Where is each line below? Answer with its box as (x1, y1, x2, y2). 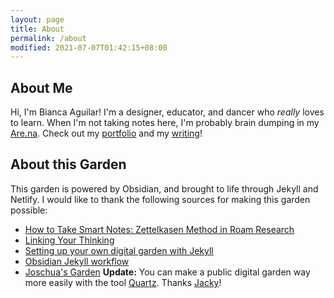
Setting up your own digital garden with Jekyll (24, 244, 214, 256)
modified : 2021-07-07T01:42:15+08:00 (10, 42, 168, 53)
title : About (10, 24, 65, 34)
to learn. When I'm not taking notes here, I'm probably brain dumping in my (10, 117, 320, 129)
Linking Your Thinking (24, 234, 115, 246)
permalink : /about (10, 33, 87, 43)
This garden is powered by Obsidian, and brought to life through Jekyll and (10, 182, 319, 195)
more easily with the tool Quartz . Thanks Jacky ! (24, 276, 222, 288)
